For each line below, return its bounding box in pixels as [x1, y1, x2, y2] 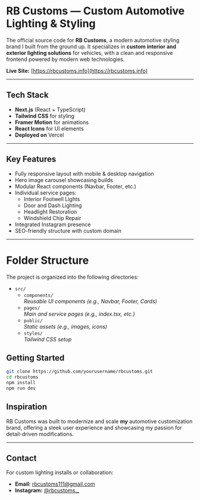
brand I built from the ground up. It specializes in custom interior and [6, 43, 177, 50]
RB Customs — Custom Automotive [6, 4, 185, 18]
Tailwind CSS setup [23, 335, 72, 342]
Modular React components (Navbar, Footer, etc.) [14, 183, 137, 190]
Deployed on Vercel [14, 131, 64, 138]
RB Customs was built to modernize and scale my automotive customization [6, 418, 193, 425]
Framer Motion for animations [14, 118, 89, 126]
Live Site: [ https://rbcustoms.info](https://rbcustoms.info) [6, 67, 148, 74]
